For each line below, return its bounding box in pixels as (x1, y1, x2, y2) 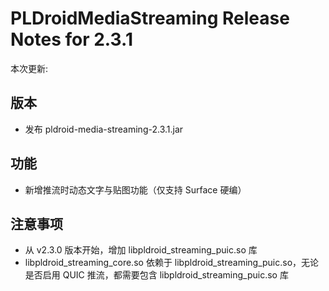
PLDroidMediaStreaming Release (10, 7, 290, 30)
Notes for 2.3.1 (10, 28, 133, 51)
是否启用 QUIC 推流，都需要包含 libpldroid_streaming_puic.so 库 (24, 269, 289, 281)
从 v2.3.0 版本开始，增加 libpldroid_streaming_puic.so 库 (24, 244, 258, 256)
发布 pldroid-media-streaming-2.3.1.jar (24, 123, 184, 135)
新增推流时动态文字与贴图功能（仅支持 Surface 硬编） (24, 183, 247, 196)
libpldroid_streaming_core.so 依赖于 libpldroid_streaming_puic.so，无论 (24, 257, 320, 269)
